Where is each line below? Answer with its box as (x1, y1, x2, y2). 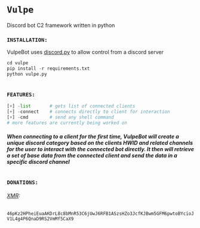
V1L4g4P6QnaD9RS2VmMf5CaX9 (7, 215, 74, 221)
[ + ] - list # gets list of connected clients (7, 103, 136, 110)
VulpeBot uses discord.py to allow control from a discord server (7, 49, 164, 56)
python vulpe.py (7, 71, 47, 77)
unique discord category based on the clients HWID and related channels (7, 139, 193, 146)
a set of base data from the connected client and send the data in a (7, 152, 178, 159)
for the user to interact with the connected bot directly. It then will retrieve (7, 145, 195, 152)
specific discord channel (7, 158, 70, 165)
